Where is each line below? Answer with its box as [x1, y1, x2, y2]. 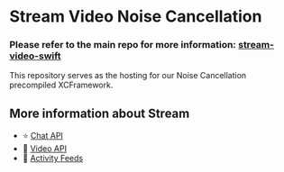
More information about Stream [9, 105, 190, 121]
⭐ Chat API [22, 131, 63, 141]
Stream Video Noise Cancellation [9, 6, 262, 27]
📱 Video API [22, 143, 68, 154]
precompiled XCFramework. [9, 79, 114, 91]
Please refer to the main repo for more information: [9, 39, 237, 51]
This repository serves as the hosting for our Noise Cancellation [9, 70, 247, 81]
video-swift [9, 50, 61, 62]
